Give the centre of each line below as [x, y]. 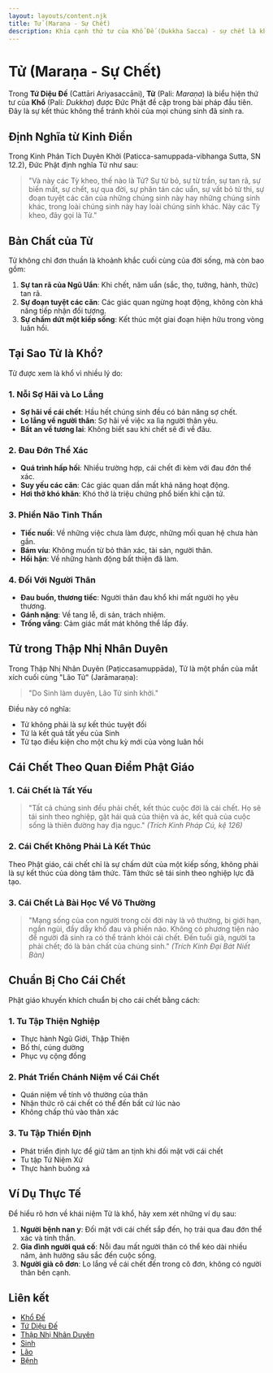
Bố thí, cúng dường [52, 1048]
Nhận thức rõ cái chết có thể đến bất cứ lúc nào [100, 1104]
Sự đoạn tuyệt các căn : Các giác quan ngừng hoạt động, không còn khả [141, 302]
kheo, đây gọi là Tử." [63, 216]
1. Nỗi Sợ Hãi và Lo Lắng [56, 394]
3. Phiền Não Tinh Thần [56, 515]
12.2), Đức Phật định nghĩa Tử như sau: [73, 165]
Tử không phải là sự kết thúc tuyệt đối [83, 724]
